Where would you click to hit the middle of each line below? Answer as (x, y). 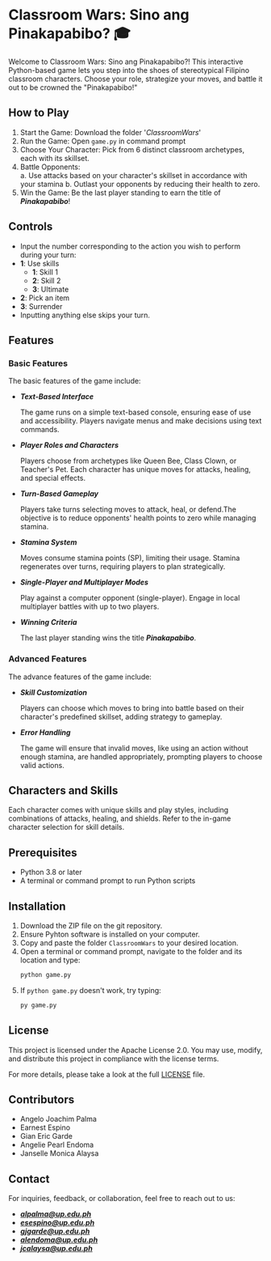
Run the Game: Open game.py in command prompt (103, 141)
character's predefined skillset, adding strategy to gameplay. (121, 716)
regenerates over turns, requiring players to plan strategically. (123, 567)
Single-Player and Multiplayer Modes (84, 582)
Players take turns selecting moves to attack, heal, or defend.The (128, 509)
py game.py (38, 1005)
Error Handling (45, 732)
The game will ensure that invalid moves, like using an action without (134, 748)
